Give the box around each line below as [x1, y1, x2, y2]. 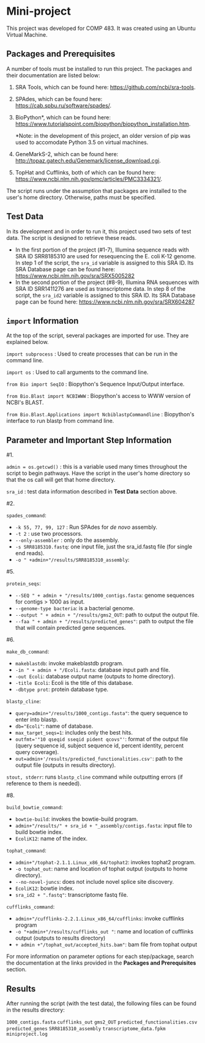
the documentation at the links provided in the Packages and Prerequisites [6, 959, 196, 966]
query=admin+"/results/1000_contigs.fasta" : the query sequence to [15, 709, 188, 717]
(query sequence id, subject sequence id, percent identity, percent [15, 742, 184, 749]
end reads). [15, 550, 45, 557]
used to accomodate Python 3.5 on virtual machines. [15, 138, 149, 146]
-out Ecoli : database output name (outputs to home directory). [15, 673, 176, 680]
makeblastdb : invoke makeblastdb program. [15, 660, 124, 667]
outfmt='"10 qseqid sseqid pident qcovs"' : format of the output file [15, 736, 188, 743]
